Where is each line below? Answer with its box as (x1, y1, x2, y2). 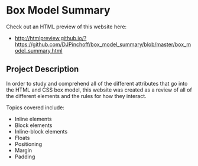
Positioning (14, 140, 43, 148)
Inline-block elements (14, 128, 68, 135)
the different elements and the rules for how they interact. (6, 92, 147, 99)
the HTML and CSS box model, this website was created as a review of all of (6, 86, 192, 93)
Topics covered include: (6, 104, 65, 111)
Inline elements (14, 115, 52, 122)
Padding (14, 153, 35, 160)
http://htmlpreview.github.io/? (14, 34, 87, 41)
